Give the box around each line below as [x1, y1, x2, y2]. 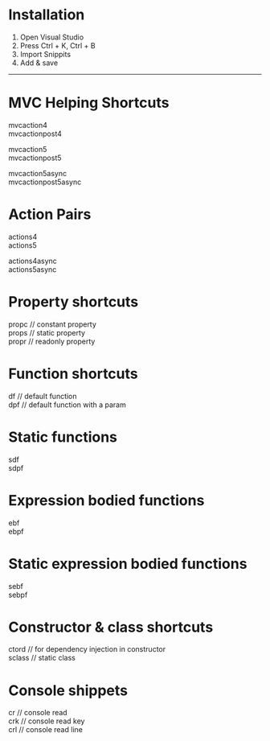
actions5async [8, 264, 57, 274]
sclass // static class [8, 653, 76, 663]
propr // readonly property [8, 336, 96, 346]
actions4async [8, 256, 58, 266]
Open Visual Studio [19, 32, 84, 42]
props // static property [8, 327, 86, 337]
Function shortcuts [8, 364, 138, 383]
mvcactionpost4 [8, 129, 63, 138]
